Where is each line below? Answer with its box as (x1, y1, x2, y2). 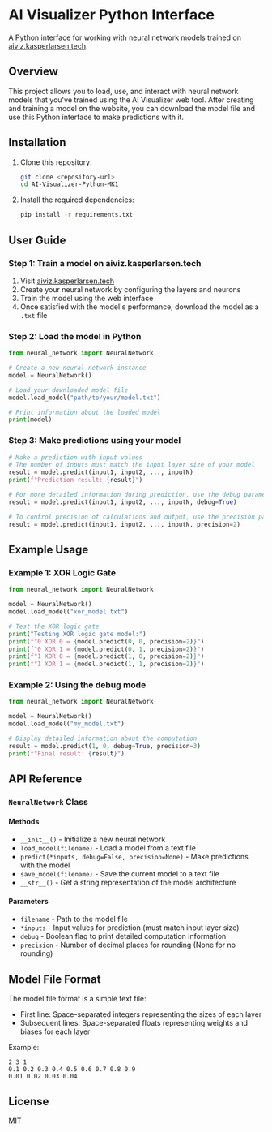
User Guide (8, 233, 66, 247)
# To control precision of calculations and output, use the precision (8, 513, 255, 521)
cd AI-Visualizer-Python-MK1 (19, 180, 119, 188)
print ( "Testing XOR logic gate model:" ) (8, 630, 147, 638)
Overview (8, 65, 59, 79)
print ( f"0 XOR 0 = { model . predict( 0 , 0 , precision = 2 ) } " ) (8, 637, 205, 646)
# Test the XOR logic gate (8, 622, 100, 631)
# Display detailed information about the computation (8, 734, 198, 743)
